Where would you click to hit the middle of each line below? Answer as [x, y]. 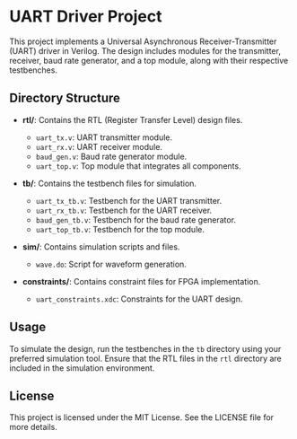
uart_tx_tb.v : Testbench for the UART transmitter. [129, 200]
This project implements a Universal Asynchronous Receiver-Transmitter [143, 41]
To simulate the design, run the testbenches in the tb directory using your [145, 348]
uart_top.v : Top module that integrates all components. [138, 166]
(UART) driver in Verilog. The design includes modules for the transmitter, [145, 50]
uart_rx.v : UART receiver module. [99, 146]
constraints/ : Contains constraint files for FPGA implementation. [141, 281]
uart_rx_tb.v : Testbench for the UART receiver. [124, 210]
